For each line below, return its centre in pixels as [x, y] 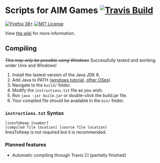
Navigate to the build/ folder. [41, 85]
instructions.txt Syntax [34, 113]
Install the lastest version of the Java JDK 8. [56, 75]
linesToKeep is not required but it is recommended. [56, 132]
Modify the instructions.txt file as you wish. [57, 90]
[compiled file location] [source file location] [56, 128]
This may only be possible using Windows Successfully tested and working [80, 60]
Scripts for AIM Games [52, 10]
